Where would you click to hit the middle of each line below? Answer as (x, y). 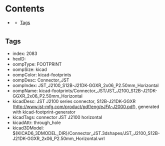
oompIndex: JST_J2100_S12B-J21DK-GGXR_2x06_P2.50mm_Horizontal (85, 85)
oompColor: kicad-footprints (42, 74)
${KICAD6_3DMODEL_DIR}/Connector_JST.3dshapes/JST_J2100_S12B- (86, 133)
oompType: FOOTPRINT (37, 64)
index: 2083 (25, 53)
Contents (25, 9)
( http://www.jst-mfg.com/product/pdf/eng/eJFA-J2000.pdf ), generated (86, 106)
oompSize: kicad (30, 69)
